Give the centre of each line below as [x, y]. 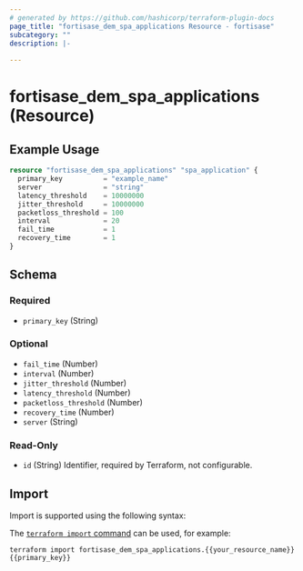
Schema [33, 275]
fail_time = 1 [67, 230]
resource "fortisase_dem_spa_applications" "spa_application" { [134, 170]
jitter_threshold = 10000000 [81, 204]
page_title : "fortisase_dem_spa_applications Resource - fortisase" [142, 26]
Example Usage [55, 150]
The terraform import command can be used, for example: [120, 533]
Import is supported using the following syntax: [98, 516]
